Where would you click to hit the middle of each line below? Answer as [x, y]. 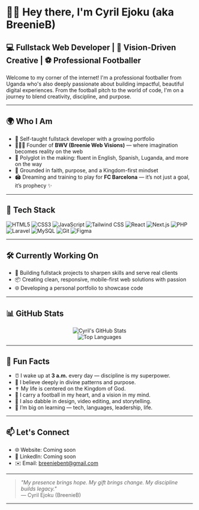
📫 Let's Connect [38, 433]
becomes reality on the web [49, 151]
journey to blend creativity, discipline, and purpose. [69, 96]
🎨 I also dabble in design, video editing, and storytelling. [83, 401]
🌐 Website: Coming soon [45, 449]
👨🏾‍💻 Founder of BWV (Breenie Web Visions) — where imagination [96, 145]
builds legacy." [39, 489]
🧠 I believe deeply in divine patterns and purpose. [75, 382]
